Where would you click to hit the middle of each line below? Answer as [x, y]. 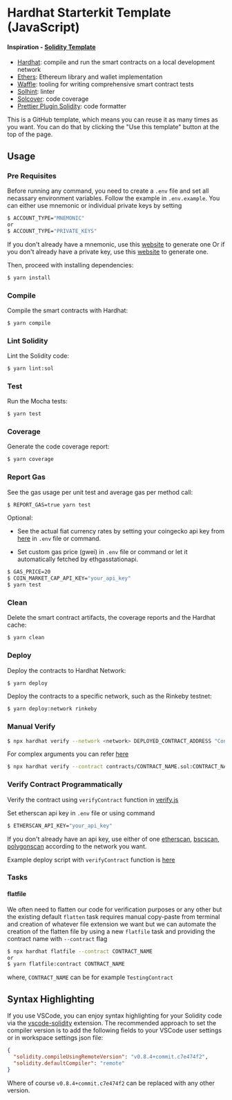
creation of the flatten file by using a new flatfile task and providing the [111, 931]
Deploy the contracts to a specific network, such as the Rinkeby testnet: [109, 696]
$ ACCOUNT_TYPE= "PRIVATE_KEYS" [52, 231]
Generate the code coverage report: [58, 446]
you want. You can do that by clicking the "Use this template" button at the [113, 127]
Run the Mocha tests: [37, 401]
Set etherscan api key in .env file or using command [81, 813]
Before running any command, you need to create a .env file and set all [108, 191]
